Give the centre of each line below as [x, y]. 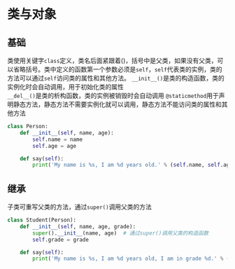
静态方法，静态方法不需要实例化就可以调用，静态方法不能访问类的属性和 [117, 104]
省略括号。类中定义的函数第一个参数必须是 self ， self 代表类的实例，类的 [117, 69]
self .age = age [55, 146]
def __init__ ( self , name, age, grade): [78, 226]
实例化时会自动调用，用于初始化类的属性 [65, 87]
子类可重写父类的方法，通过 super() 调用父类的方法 [80, 207]
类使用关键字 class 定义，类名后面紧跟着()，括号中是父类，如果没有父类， [113, 61]
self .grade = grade [61, 240]
